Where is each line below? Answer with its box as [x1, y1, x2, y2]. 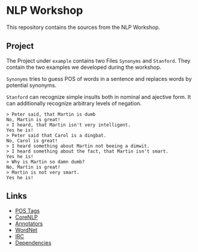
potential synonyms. [6, 81, 57, 89]
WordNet [14, 226, 38, 233]
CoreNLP [14, 213, 38, 221]
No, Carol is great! [6, 137, 59, 143]
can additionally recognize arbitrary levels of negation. [6, 99, 142, 107]
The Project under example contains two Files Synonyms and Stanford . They [6, 57, 191, 64]
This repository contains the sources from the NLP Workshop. [6, 24, 161, 31]
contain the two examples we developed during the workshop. [6, 63, 162, 71]
